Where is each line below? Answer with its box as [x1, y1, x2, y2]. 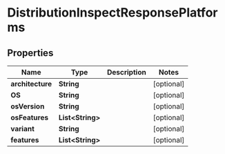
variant [10, 124, 35, 133]
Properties [7, 47, 54, 59]
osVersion [10, 102, 45, 111]
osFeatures [10, 113, 49, 122]
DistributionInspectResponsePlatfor [7, 5, 218, 21]
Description [106, 68, 146, 77]
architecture [10, 79, 52, 88]
